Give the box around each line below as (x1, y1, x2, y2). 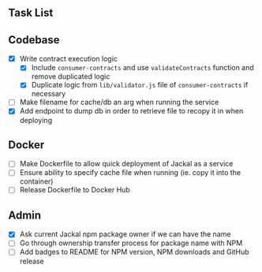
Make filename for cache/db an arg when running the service (19, 98, 219, 107)
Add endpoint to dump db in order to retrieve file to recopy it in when (19, 106, 244, 116)
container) (19, 177, 54, 186)
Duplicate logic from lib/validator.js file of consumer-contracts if (31, 80, 249, 90)
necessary (31, 89, 66, 99)
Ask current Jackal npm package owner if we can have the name (19, 229, 231, 239)
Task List (8, 6, 54, 20)
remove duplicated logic (31, 72, 110, 81)
